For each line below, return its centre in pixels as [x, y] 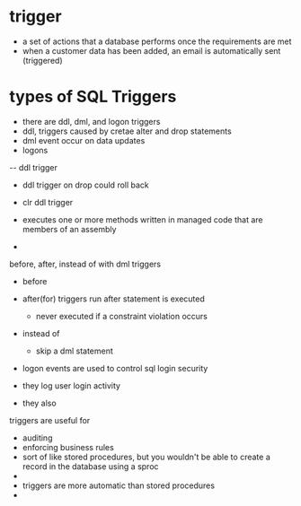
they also [39, 403]
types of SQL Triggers [93, 97]
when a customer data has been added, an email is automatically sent [151, 50]
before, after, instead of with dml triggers [85, 264]
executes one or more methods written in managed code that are [142, 219]
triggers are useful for [50, 420]
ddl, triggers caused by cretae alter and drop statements [127, 131]
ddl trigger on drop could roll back [86, 185]
